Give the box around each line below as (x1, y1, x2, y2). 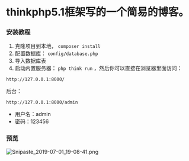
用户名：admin (14, 111, 52, 118)
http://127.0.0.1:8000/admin (6, 99, 78, 105)
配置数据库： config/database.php (14, 50, 98, 57)
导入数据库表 (14, 57, 46, 65)
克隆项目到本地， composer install (14, 43, 101, 50)
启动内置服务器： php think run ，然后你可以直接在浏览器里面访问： (14, 65, 182, 72)
